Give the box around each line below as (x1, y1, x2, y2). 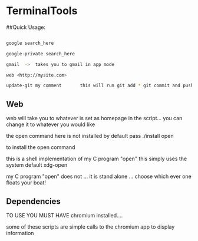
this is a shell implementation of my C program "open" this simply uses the (6, 155, 187, 163)
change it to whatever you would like (6, 121, 95, 128)
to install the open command (6, 144, 75, 151)
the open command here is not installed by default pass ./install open (6, 133, 174, 140)
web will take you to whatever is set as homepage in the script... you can (6, 115, 183, 122)
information (6, 229, 34, 236)
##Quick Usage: (6, 24, 46, 31)
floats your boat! (6, 179, 46, 186)
